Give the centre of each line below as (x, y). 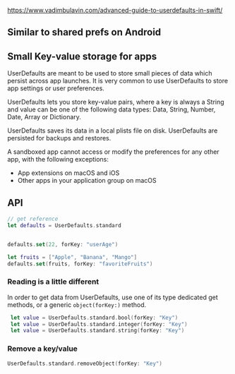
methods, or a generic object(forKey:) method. (77, 304)
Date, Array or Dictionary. (44, 117)
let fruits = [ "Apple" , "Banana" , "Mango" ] (72, 257)
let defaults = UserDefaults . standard (64, 225)
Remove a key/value (42, 349)
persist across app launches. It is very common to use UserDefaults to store (117, 81)
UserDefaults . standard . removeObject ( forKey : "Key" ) (85, 363)
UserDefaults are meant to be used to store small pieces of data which (110, 73)
